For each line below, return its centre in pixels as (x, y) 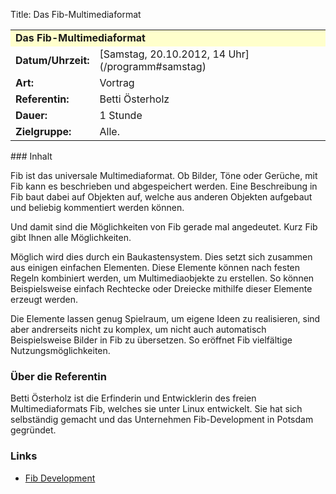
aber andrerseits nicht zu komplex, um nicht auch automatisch (138, 329)
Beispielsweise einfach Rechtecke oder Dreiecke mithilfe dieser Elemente (161, 288)
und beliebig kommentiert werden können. (97, 207)
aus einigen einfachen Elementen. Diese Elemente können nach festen (155, 267)
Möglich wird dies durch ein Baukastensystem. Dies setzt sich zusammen (161, 257)
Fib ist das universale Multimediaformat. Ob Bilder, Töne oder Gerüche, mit (164, 175)
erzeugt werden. (44, 299)
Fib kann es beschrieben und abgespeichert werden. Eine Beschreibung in (164, 186)
